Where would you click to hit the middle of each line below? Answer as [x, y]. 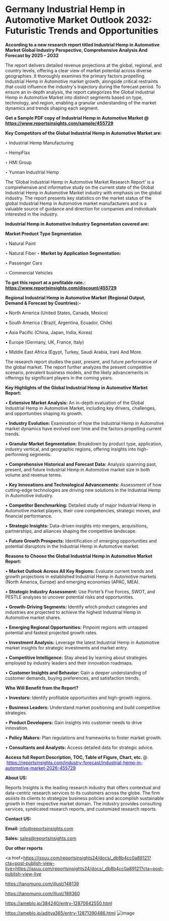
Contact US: [18, 819]
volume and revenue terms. [34, 475]
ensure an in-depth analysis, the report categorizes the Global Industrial [80, 92]
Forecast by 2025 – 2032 [32, 55]
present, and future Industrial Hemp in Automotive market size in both [78, 469]
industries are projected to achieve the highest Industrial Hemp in [73, 612]
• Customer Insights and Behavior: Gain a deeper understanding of [76, 673]
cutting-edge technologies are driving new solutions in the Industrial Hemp [83, 490]
